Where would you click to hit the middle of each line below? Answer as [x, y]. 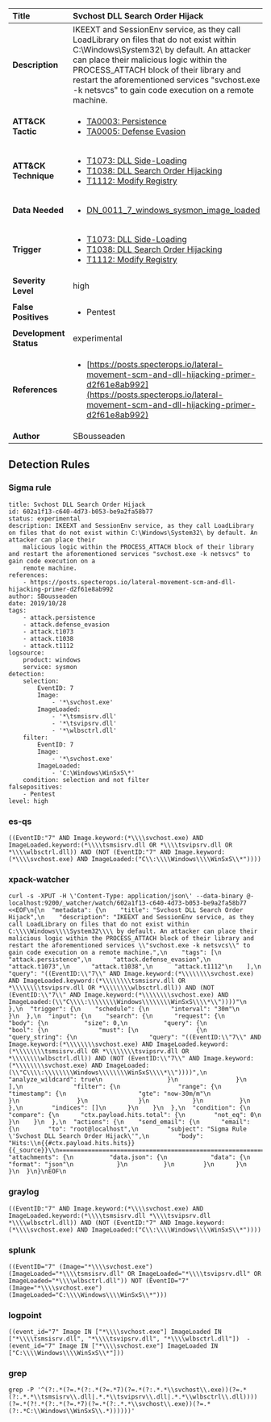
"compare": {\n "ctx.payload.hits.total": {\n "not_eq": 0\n [135, 1115]
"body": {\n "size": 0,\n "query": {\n [108, 1023]
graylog [24, 1192]
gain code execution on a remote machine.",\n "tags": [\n [115, 953]
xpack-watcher [39, 879]
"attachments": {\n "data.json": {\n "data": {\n [129, 1157]
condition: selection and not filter [86, 780]
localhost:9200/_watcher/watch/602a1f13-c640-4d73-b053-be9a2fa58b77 [128, 903]
